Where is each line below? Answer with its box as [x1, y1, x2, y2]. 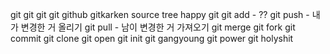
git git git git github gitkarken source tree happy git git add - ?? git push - [10, 9, 310, 20]
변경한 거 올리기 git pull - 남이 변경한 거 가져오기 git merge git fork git [20, 21, 296, 33]
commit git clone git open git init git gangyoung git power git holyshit [10, 33, 294, 44]
